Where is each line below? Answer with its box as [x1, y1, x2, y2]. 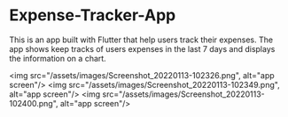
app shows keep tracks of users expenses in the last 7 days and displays [9, 43, 276, 54]
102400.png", [9, 98, 59, 108]
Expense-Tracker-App [9, 5, 176, 26]
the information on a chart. [9, 53, 106, 63]
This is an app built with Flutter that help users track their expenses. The [9, 34, 273, 45]
